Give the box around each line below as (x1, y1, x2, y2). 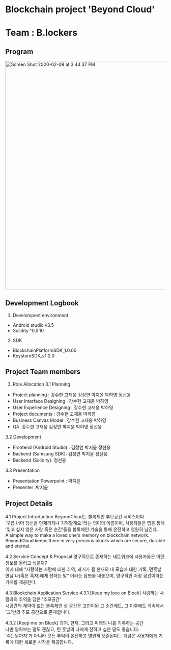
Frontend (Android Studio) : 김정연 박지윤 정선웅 (12, 444, 111, 450)
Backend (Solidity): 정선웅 (12, 457, 66, 463)
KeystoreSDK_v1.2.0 (12, 353, 55, 358)
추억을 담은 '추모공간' (18, 596, 61, 602)
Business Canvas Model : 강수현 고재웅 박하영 (12, 417, 107, 423)
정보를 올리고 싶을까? (5, 560, 47, 566)
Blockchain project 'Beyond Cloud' (5, 4, 155, 15)
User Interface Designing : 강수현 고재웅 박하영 (12, 398, 108, 404)
